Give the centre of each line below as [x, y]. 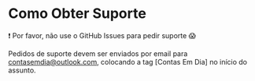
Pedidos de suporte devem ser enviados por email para [98, 53]
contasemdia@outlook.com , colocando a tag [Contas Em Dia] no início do [128, 62]
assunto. [22, 70]
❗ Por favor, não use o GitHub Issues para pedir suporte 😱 [102, 35]
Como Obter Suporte [78, 14]
